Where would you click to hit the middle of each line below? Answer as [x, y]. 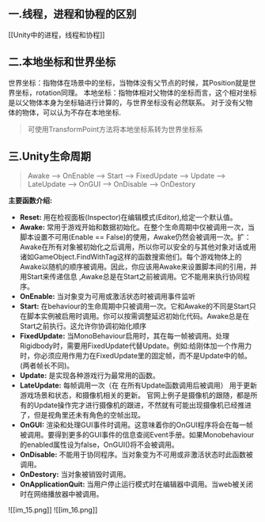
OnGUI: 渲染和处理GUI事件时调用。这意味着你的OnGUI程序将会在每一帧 [136, 425]
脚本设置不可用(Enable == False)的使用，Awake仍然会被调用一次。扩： [135, 237]
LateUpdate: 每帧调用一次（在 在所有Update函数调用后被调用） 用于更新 [138, 385]
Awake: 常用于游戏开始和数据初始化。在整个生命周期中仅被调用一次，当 [137, 227]
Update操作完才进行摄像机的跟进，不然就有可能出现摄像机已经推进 [142, 405]
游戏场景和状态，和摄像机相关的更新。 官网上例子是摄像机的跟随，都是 [135, 395]
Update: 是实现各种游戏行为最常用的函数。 [89, 376]
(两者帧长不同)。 [47, 365]
